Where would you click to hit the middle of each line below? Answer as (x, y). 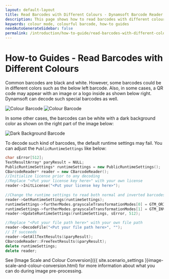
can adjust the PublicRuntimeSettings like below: (56, 148)
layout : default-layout (30, 10)
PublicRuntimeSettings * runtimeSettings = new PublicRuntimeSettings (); (83, 167)
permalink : (17, 33)
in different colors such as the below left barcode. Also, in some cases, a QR (84, 88)
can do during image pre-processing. (44, 271)
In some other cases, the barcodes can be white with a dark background (80, 118)
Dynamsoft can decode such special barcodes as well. (62, 99)
